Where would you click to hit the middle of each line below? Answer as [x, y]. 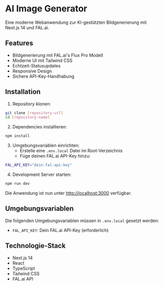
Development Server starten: [42, 174]
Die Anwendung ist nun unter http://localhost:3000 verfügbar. [68, 193]
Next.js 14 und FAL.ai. [27, 27]
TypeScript [24, 268]
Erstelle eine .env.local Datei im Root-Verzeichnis [71, 151]
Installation [23, 92]
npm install [17, 136]
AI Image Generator [46, 9]
